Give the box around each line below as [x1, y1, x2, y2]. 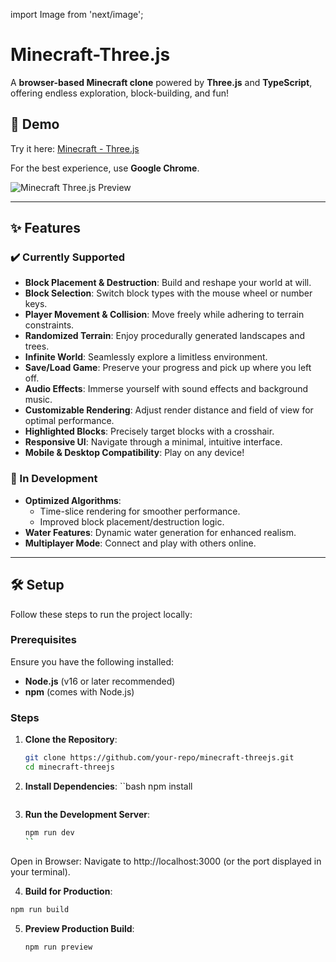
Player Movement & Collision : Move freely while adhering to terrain [24, 309, 305, 321]
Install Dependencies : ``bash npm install [24, 780, 193, 792]
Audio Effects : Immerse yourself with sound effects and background [24, 383, 309, 395]
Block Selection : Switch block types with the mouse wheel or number [24, 287, 313, 299]
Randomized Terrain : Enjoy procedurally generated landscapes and [24, 330, 305, 342]
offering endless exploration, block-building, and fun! [10, 87, 230, 99]
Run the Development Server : [24, 808, 151, 820]
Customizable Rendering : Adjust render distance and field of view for [24, 404, 314, 416]
